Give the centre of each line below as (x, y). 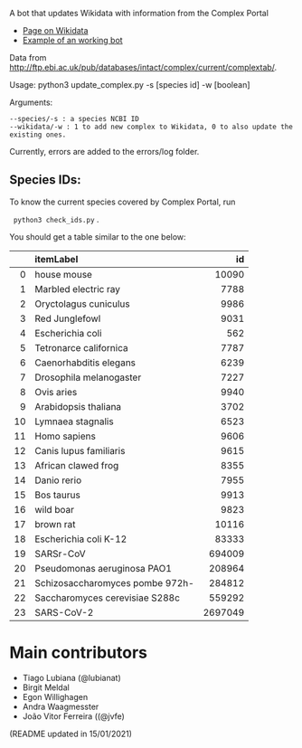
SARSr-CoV (60, 554)
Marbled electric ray (77, 289)
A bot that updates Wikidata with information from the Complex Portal (139, 13)
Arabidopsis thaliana (78, 406)
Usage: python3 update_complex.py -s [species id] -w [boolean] (130, 85)
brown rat (55, 524)
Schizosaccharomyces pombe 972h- (114, 582)
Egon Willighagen (55, 696)
